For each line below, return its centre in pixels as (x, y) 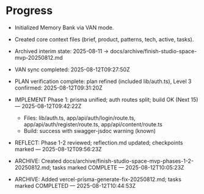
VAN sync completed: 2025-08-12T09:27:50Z (72, 69)
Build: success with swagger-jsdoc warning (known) (90, 131)
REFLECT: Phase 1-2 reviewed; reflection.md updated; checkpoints (99, 142)
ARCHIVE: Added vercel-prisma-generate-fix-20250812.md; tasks (98, 179)
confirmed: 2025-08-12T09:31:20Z (58, 88)
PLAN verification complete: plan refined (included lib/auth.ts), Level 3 (103, 81)
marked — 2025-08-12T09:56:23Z (58, 149)
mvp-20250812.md (39, 57)
